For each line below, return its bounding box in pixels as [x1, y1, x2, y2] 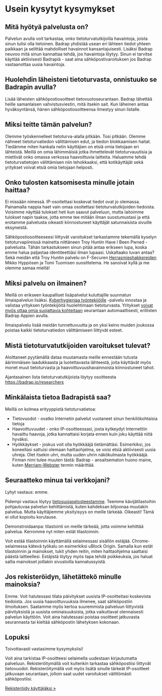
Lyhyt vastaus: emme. [5, 489, 49, 495]
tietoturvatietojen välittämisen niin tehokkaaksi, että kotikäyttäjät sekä [5, 159, 144, 165]
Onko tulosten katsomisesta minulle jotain [5, 178, 134, 187]
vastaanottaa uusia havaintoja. [5, 62, 66, 67]
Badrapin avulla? [5, 83, 57, 91]
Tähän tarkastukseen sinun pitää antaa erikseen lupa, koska [28, 244, 147, 250]
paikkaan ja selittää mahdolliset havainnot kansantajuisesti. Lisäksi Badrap [5, 46, 153, 52]
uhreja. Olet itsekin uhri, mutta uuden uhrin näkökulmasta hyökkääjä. [12, 452, 148, 457]
